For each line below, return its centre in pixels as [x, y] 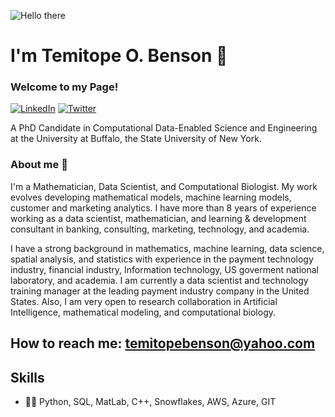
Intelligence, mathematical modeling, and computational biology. [143, 312]
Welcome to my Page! [64, 87]
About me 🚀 [39, 165]
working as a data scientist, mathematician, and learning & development [158, 218]
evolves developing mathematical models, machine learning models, [151, 197]
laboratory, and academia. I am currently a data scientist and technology [159, 280]
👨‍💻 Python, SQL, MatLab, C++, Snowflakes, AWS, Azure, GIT [150, 401]
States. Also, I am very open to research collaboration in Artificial [144, 301]
